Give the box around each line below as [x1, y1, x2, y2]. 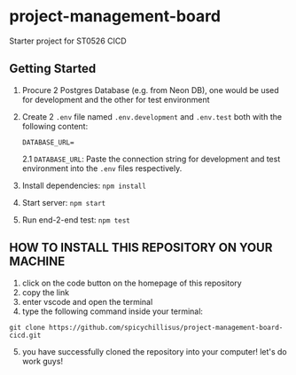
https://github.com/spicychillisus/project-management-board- [48, 323, 284, 332]
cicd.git [9, 331, 42, 340]
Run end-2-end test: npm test [21, 215, 131, 225]
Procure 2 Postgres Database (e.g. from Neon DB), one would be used [21, 84, 279, 95]
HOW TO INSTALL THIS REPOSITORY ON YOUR [9, 240, 273, 255]
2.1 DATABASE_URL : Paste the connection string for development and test [21, 153, 281, 164]
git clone [9, 323, 46, 332]
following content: [21, 121, 89, 131]
